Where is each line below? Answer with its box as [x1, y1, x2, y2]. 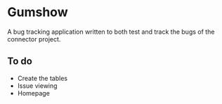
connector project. [7, 34, 61, 43]
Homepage [17, 89, 51, 97]
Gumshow [7, 4, 68, 20]
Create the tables [17, 74, 68, 82]
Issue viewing [17, 82, 58, 90]
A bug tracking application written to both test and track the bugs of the [7, 27, 215, 36]
